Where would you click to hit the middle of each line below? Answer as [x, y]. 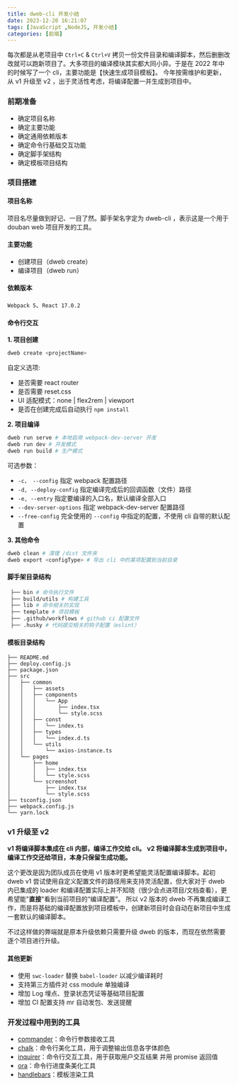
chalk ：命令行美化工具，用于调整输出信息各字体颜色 [94, 1047]
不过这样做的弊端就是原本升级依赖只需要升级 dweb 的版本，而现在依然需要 [117, 932]
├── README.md [28, 658]
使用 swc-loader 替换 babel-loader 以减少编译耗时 [90, 975]
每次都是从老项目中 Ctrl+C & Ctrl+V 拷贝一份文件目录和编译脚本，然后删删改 [119, 55]
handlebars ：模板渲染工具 [56, 1074]
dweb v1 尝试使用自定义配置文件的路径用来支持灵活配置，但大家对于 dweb [116, 881]
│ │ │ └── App [38, 701]
